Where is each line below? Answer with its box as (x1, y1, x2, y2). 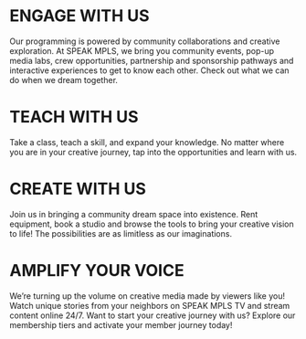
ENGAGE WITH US (9, 5, 150, 26)
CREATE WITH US (9, 179, 146, 199)
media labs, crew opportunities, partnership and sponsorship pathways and (9, 55, 294, 66)
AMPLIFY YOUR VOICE (9, 260, 185, 281)
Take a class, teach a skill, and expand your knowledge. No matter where (9, 136, 285, 147)
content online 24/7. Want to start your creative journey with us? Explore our (9, 310, 296, 321)
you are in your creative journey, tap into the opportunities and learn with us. (9, 146, 298, 157)
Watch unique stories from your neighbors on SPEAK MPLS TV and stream (9, 300, 290, 311)
